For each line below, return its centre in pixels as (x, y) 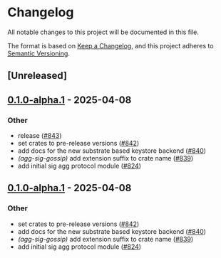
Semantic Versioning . (38, 53)
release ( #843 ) (40, 136)
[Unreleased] (37, 76)
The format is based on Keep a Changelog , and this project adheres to (110, 45)
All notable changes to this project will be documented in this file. (103, 32)
